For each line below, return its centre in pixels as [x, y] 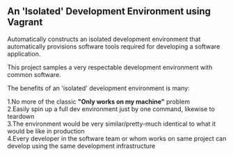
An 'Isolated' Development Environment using [109, 11]
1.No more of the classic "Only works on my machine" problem [99, 101]
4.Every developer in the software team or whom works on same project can [117, 138]
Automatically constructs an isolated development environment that [104, 39]
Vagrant [25, 23]
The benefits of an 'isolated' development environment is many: [98, 88]
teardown [21, 116]
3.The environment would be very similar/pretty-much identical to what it [112, 124]
